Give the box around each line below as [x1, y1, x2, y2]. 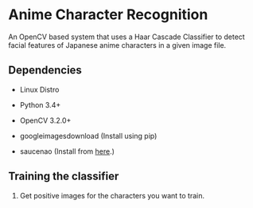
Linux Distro [19, 84, 60, 94]
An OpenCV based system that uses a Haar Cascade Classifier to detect [8, 32, 245, 41]
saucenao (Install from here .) [19, 146, 115, 156]
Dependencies [8, 64, 82, 77]
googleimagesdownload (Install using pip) [19, 131, 158, 140]
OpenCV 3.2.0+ [19, 116, 72, 125]
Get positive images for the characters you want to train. [19, 190, 205, 200]
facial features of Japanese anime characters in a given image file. [8, 40, 227, 49]
